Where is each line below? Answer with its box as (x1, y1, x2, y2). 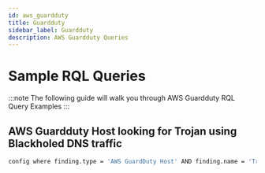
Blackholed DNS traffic (8, 137, 122, 150)
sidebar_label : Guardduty (8, 26, 93, 34)
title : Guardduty (8, 19, 65, 27)
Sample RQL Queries (8, 68, 146, 85)
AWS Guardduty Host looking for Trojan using (8, 124, 237, 138)
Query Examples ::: (8, 101, 70, 111)
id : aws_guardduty (8, 11, 69, 20)
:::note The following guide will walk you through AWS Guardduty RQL (8, 94, 235, 103)
